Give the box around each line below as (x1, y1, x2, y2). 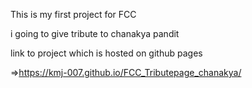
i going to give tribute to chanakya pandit (10, 28, 180, 39)
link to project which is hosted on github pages (10, 47, 203, 59)
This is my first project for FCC (10, 9, 137, 20)
